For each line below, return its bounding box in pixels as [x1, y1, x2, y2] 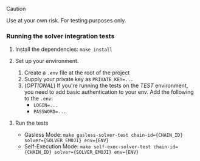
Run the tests [15, 119, 49, 126]
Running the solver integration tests [6, 31, 115, 40]
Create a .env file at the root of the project [24, 69, 130, 76]
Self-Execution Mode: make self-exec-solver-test [24, 143, 151, 150]
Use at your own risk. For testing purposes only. [6, 17, 126, 24]
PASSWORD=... [33, 109, 67, 115]
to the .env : [24, 95, 53, 102]
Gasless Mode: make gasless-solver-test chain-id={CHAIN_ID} [24, 131, 184, 139]
